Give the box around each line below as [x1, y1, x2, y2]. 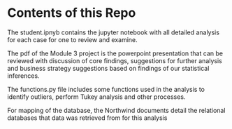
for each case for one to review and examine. [7, 35, 138, 43]
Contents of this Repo [7, 5, 136, 21]
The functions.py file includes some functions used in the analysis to [7, 85, 205, 93]
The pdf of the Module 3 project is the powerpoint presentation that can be [7, 49, 224, 57]
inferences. [7, 72, 40, 80]
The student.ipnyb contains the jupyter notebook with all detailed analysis [7, 28, 220, 36]
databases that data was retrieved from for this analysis [7, 114, 168, 122]
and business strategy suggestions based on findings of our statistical [7, 64, 210, 72]
